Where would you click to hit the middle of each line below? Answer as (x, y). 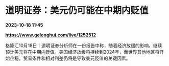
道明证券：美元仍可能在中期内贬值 (77, 10)
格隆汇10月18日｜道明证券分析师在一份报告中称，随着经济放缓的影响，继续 (84, 45)
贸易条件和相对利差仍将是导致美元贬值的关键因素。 (77, 58)
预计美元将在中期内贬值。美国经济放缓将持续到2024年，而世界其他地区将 (82, 52)
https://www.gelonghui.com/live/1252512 (51, 35)
